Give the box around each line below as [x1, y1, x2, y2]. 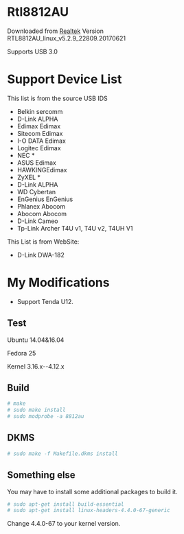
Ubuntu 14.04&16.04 [7, 336, 65, 344]
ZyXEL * [16, 173, 41, 181]
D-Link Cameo [16, 217, 58, 225]
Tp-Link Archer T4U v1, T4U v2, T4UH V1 [16, 224, 133, 232]
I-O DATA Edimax [16, 137, 67, 145]
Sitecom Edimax [16, 129, 63, 137]
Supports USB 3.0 [7, 47, 58, 56]
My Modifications [7, 275, 110, 290]
